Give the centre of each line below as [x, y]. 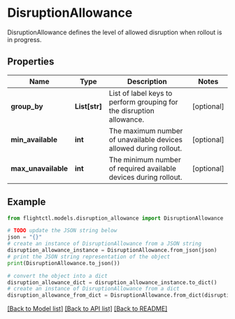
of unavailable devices [146, 139]
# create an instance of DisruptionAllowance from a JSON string [104, 244]
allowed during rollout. [145, 148]
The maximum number [146, 131]
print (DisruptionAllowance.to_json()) [64, 263]
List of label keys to [141, 93]
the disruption [132, 111]
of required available [143, 168]
